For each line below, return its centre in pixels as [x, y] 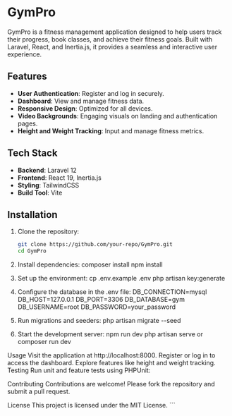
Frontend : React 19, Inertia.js [60, 178]
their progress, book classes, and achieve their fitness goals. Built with [110, 39]
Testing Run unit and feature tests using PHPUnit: [79, 370]
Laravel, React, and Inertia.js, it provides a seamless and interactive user [112, 47]
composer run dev [44, 342]
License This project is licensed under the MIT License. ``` [91, 405]
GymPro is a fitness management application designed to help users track [115, 32]
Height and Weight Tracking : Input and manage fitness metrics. [111, 130]
